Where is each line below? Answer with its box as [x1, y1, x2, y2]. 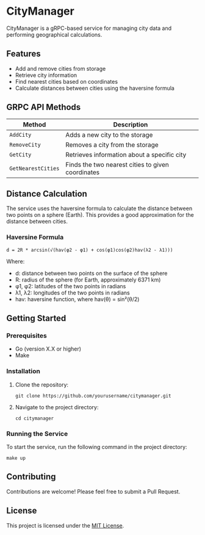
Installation [6, 367, 41, 376]
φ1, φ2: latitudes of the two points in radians [15, 282, 126, 289]
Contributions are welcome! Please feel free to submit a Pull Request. [6, 487, 181, 495]
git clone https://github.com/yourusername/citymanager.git [15, 393, 171, 399]
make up [6, 455, 26, 461]
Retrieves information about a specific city [65, 150, 187, 159]
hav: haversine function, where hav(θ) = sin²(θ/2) [15, 295, 140, 303]
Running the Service [6, 429, 68, 438]
